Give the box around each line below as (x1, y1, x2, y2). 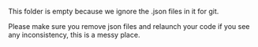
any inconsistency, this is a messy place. (8, 31, 140, 39)
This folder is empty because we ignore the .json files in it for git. (8, 7, 219, 16)
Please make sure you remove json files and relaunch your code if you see (8, 22, 250, 31)
